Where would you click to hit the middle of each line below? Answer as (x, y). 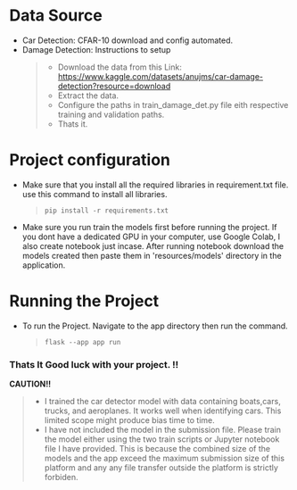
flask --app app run (82, 342)
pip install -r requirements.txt (107, 211)
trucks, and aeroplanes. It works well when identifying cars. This (163, 411)
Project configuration (90, 160)
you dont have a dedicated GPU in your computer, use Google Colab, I (151, 237)
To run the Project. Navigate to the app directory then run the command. (155, 326)
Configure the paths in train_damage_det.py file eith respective (173, 104)
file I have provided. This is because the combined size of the (157, 449)
